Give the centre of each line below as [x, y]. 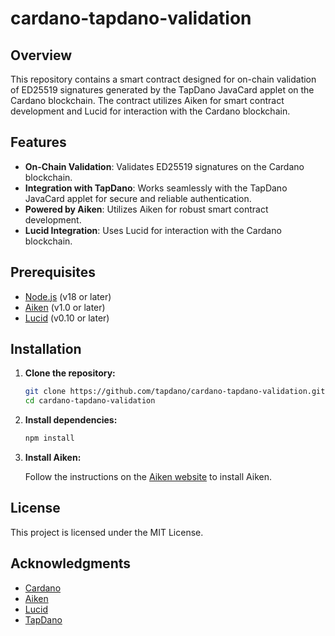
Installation [46, 349]
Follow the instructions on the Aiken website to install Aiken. [148, 477]
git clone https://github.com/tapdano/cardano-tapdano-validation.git [175, 392]
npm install [49, 438]
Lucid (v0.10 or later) [67, 318]
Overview [41, 55]
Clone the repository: [70, 373]
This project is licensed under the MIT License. [107, 532]
